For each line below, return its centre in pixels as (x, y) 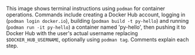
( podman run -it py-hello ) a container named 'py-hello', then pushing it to (96, 27)
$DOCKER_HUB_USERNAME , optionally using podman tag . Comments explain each (97, 39)
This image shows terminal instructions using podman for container (86, 8)
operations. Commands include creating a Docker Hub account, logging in (96, 15)
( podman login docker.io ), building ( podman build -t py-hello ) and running (97, 21)
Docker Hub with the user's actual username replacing (72, 33)
